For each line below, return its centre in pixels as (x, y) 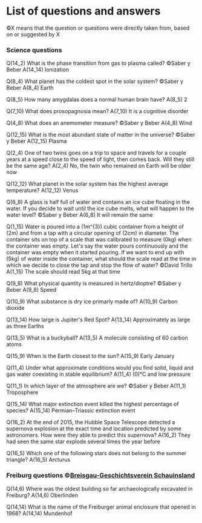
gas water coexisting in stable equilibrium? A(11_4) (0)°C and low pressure (98, 374)
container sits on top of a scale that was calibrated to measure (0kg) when (99, 240)
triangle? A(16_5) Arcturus (38, 460)
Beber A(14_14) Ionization (38, 70)
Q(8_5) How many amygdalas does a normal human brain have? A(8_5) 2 (97, 100)
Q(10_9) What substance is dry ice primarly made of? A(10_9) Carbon (92, 301)
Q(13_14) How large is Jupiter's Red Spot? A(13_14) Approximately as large (98, 320)
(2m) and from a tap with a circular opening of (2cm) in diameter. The (93, 233)
